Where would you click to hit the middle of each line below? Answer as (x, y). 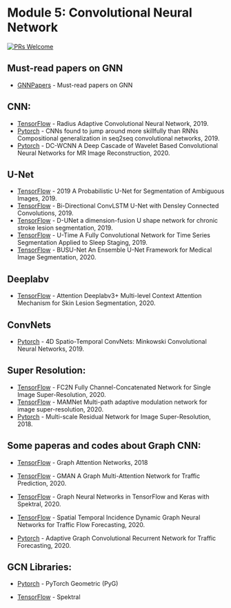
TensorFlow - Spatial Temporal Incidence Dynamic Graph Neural (109, 517)
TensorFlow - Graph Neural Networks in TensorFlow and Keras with (113, 497)
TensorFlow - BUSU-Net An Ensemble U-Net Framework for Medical (114, 250)
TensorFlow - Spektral (49, 597)
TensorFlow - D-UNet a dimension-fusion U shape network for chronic (118, 221)
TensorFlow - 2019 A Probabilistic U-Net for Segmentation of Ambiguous (121, 191)
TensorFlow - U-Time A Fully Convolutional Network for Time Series (113, 235)
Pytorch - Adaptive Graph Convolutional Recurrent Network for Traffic (117, 538)
